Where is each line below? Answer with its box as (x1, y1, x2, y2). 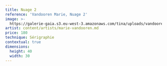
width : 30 (9, 53, 30, 59)
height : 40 (9, 49, 32, 54)
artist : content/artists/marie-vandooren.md (5, 26, 99, 31)
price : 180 (5, 30, 28, 35)
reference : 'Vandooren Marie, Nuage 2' (5, 12, 88, 17)
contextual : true (5, 40, 41, 45)
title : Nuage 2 (5, 7, 37, 12)
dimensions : (5, 44, 30, 49)
